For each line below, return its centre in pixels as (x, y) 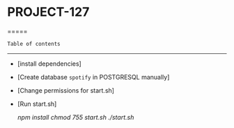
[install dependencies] (49, 64)
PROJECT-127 (48, 12)
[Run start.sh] (37, 104)
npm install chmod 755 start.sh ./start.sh (76, 117)
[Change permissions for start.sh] (66, 90)
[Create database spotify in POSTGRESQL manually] (93, 77)
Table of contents (34, 44)
